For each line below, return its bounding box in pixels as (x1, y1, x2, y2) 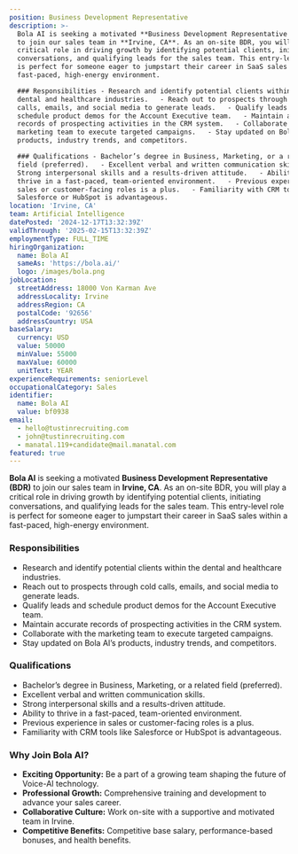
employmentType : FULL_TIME (9, 234, 109, 244)
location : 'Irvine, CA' (9, 201, 98, 211)
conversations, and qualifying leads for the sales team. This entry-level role (9, 501, 285, 512)
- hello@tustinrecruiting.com (17, 423, 129, 432)
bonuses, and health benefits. (21, 835, 131, 846)
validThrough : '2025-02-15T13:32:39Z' (9, 226, 153, 235)
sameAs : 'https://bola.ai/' (17, 259, 122, 268)
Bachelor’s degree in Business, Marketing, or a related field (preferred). (21, 679, 283, 690)
